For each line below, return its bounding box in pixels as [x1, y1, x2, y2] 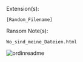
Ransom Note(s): [6, 27, 48, 34]
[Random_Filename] [6, 17, 53, 23]
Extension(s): [6, 5, 39, 12]
